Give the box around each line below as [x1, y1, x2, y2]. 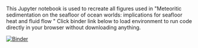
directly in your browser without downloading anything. [6, 24, 141, 31]
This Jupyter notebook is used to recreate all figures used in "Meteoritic [6, 5, 182, 12]
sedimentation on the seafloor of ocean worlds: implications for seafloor [6, 11, 183, 18]
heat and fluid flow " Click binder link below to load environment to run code [6, 18, 193, 24]
